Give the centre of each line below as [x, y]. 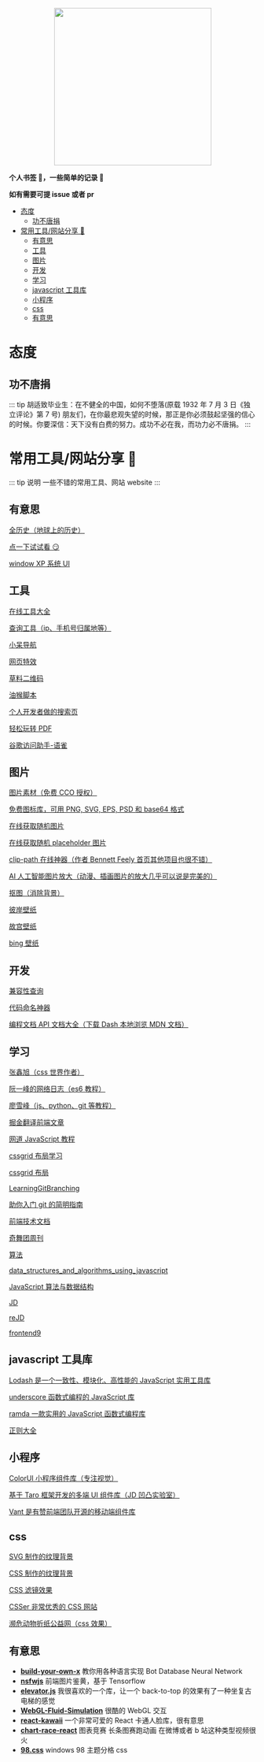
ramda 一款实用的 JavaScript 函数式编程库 [77, 1413]
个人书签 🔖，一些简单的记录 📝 [57, 178]
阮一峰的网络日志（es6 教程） [57, 1089]
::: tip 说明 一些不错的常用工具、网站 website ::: [84, 482]
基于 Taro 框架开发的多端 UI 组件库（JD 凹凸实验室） [94, 1495]
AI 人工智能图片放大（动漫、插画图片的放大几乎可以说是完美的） [113, 876]
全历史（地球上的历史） [47, 530]
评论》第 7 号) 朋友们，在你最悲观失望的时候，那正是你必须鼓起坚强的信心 [135, 414]
